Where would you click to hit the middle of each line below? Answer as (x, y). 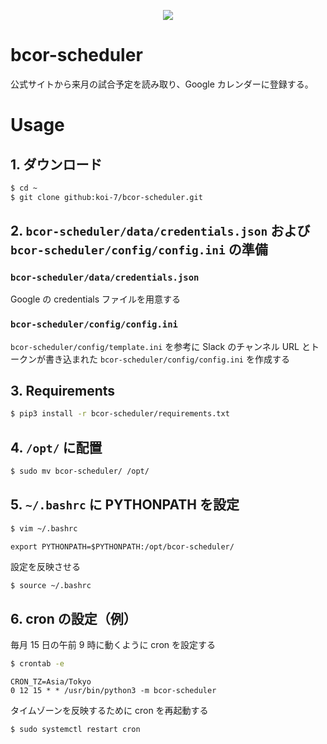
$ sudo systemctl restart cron (75, 730)
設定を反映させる (45, 566)
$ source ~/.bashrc (51, 585)
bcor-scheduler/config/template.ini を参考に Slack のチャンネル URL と (160, 346)
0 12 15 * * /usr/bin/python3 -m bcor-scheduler (113, 691)
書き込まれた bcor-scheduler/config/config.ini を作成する (167, 359)
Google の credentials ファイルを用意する (96, 299)
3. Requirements (63, 391)
